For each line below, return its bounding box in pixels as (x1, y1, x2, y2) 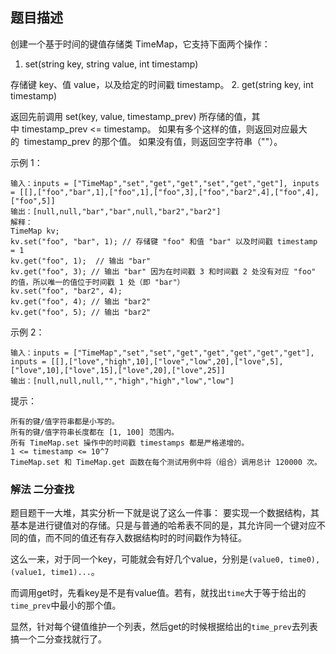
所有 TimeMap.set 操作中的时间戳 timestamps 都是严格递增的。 (10, 438, 250, 448)
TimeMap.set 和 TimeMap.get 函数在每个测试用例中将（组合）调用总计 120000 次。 (10, 457, 322, 467)
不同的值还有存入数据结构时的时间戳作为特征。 (53, 532, 247, 544)
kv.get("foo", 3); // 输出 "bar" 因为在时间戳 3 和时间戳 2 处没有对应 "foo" (10, 266, 317, 277)
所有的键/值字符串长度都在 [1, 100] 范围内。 (10, 427, 179, 437)
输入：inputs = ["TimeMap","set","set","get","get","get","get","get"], (10, 348, 315, 358)
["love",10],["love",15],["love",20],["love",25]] (10, 365, 226, 375)
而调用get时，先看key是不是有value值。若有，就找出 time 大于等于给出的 (10, 587, 307, 599)
